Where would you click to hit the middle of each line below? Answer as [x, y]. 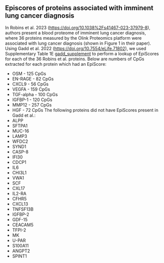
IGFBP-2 [21, 214]
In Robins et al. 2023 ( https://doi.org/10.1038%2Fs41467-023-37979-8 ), [78, 27]
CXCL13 [20, 204]
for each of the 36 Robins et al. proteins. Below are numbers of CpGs [75, 59]
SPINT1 [19, 256]
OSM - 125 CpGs [29, 74]
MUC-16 [21, 131]
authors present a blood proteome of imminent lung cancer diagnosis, [75, 33]
